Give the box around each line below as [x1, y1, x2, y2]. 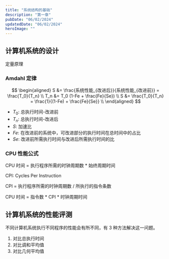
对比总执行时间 [12, 235, 44, 241]
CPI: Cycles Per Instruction [5, 173, 62, 179]
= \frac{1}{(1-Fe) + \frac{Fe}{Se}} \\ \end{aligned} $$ [30, 99, 141, 105]
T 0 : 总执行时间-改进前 [12, 109, 59, 116]
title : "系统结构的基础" [5, 7, 52, 13]
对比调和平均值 [12, 242, 44, 248]
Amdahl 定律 [5, 75, 37, 82]
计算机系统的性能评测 [5, 210, 72, 219]
